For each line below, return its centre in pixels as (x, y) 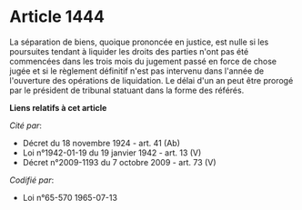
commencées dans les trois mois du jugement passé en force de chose (143, 61)
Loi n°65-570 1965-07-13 (70, 197)
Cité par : (26, 125)
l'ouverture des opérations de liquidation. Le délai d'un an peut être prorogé (151, 80)
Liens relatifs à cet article (58, 107)
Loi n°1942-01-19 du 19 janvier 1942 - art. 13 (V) (112, 153)
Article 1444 (57, 17)
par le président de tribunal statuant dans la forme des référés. (127, 90)
